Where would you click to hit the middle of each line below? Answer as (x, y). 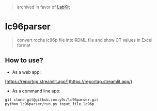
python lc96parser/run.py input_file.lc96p (50, 104)
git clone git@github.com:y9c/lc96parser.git (52, 100)
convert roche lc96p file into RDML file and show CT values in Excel (85, 40)
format (24, 45)
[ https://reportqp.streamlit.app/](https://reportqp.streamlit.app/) (69, 81)
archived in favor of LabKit (43, 7)
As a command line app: (36, 91)
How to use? (24, 60)
